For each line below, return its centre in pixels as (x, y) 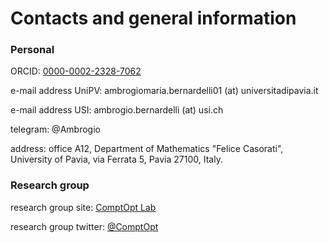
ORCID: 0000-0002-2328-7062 (76, 71)
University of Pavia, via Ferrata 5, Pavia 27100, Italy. (116, 159)
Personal (32, 50)
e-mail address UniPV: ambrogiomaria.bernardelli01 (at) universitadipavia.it (164, 91)
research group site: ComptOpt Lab (83, 207)
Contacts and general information (153, 18)
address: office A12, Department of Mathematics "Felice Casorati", (147, 149)
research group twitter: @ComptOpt (84, 226)
